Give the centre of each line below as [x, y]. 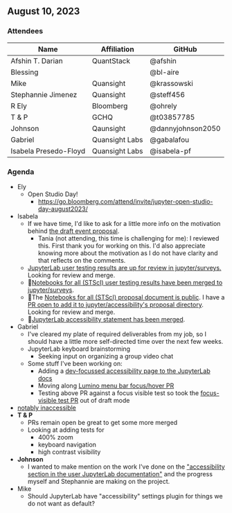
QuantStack [111, 60]
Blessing [25, 72]
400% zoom [56, 437]
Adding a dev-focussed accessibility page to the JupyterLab [124, 371]
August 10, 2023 [44, 11]
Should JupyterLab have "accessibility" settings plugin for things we [125, 496]
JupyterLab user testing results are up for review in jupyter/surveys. [124, 268]
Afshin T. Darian [37, 60]
